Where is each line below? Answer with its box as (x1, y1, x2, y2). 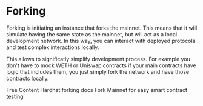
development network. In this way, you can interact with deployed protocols (6, 37, 196, 44)
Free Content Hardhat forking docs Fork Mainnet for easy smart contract (6, 86, 188, 93)
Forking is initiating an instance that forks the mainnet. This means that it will (6, 24, 198, 31)
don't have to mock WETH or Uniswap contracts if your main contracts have (6, 62, 196, 69)
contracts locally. (6, 75, 50, 82)
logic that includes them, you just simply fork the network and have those (6, 68, 190, 75)
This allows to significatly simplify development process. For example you (6, 55, 191, 62)
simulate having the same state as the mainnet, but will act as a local (6, 30, 178, 38)
